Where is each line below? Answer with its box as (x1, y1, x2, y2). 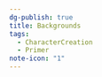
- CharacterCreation (17, 37, 93, 47)
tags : (9, 29, 29, 38)
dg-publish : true (9, 12, 74, 22)
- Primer (17, 46, 50, 55)
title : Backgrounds (9, 21, 82, 30)
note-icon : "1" (9, 54, 66, 63)
